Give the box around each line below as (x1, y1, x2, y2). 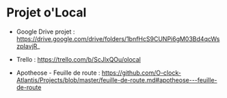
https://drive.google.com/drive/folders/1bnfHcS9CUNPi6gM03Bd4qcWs (16, 34, 220, 42)
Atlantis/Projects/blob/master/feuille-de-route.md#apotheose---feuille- (16, 75, 217, 84)
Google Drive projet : (16, 27, 75, 36)
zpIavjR (16, 42, 38, 50)
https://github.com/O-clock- (101, 69, 182, 77)
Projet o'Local (6, 5, 87, 21)
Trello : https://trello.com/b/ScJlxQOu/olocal (16, 55, 141, 63)
